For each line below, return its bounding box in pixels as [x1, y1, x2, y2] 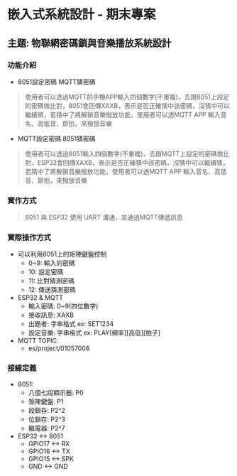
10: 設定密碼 [28, 268, 64, 276]
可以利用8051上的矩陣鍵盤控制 [17, 250, 107, 259]
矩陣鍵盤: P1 [28, 397, 64, 406]
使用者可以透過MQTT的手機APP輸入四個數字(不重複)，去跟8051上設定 [24, 92, 230, 101]
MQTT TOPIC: [17, 337, 59, 345]
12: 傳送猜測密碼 [28, 286, 76, 294]
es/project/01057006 [28, 344, 90, 352]
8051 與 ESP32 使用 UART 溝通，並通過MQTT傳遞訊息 [24, 213, 183, 222]
